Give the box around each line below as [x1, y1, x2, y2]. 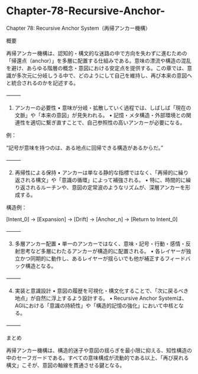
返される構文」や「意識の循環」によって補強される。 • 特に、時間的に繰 [14, 176, 191, 183]
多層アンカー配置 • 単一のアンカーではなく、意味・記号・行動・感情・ [14, 240, 186, 247]
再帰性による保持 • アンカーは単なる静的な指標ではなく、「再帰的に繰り [14, 169, 189, 176]
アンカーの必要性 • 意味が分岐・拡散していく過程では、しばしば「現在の [14, 104, 191, 111]
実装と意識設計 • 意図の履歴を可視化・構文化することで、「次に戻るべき [14, 287, 189, 294]
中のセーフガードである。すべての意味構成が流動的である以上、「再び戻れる [6, 354, 189, 361]
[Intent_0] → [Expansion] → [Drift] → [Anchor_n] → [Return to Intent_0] [6, 215, 178, 223]
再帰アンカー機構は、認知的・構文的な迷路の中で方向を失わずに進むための [6, 49, 187, 57]
